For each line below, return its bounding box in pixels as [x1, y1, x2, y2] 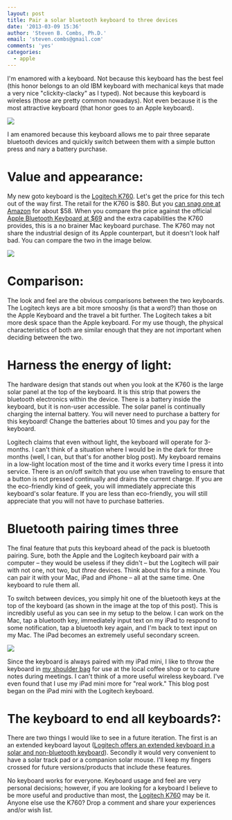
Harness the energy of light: [7, 357, 172, 373]
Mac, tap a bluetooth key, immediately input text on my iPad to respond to [7, 616, 217, 624]
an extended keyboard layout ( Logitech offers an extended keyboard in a [7, 741, 215, 749]
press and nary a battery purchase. [7, 145, 108, 153]
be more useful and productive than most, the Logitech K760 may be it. [7, 791, 211, 800]
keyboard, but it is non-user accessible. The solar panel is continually [7, 402, 206, 411]
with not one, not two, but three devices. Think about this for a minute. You [7, 566, 220, 574]
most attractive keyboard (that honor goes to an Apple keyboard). [7, 103, 195, 112]
